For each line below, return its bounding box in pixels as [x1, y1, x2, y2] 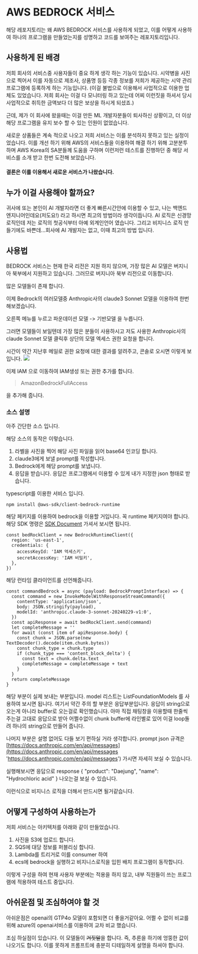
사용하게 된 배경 [6, 53, 60, 63]
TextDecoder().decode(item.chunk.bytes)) [6, 641, 110, 646]
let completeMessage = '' [11, 625, 76, 631]
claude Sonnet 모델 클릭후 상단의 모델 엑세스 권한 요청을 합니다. [6, 335, 155, 342]
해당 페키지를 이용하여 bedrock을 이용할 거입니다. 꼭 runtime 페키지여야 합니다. [6, 513, 190, 520]
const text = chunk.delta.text [21, 656, 99, 662]
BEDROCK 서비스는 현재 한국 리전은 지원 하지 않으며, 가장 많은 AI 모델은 [6, 262, 173, 270]
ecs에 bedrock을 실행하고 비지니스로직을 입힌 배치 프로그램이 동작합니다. [14, 859, 184, 866]
